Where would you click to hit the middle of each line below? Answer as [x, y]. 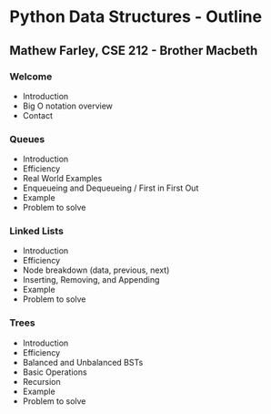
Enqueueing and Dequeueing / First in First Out [110, 188]
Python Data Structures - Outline [135, 17]
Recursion [41, 381]
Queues [27, 139]
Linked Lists [36, 232]
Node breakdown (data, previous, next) [96, 270]
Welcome [31, 77]
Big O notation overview [68, 106]
